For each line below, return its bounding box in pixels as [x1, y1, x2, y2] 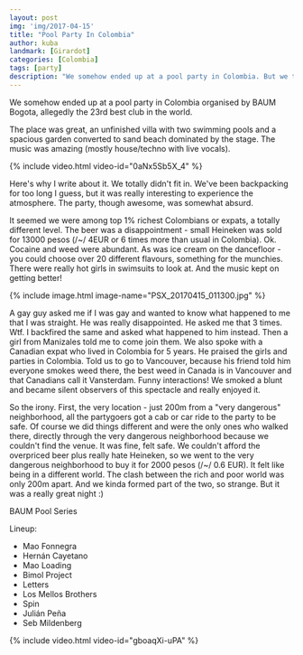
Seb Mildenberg [22, 617, 83, 628]
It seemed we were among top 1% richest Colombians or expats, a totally [9, 214, 280, 226]
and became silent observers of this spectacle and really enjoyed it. [9, 384, 262, 395]
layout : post [9, 13, 59, 23]
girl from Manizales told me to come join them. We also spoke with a [9, 336, 263, 347]
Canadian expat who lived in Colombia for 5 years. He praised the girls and [9, 345, 288, 357]
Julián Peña [22, 607, 67, 619]
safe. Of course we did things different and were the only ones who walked [9, 421, 289, 432]
